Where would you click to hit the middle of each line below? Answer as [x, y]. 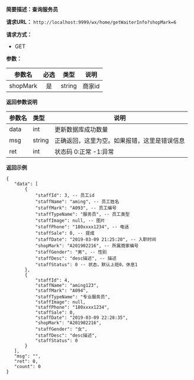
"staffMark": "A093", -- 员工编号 [76, 208]
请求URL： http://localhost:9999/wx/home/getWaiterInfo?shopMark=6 [91, 22]
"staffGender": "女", [61, 329]
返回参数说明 [22, 102]
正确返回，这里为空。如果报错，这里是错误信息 [120, 140]
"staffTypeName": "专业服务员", [73, 297]
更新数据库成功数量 [81, 130]
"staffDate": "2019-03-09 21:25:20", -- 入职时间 [96, 240]
